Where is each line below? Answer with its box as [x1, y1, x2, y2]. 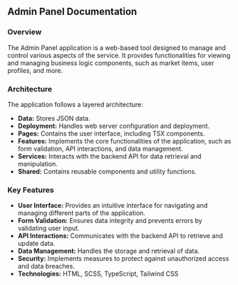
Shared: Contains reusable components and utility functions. [17, 167, 197, 176]
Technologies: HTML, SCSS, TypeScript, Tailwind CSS [17, 269, 179, 278]
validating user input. [17, 224, 80, 233]
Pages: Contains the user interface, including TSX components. [17, 129, 205, 138]
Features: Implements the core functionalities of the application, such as [17, 136, 232, 145]
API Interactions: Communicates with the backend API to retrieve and [17, 231, 223, 240]
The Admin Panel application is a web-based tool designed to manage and [7, 43, 226, 52]
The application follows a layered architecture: [7, 100, 144, 109]
